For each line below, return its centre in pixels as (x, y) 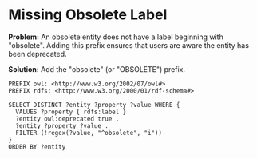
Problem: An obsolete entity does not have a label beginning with (116, 37)
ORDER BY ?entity (37, 147)
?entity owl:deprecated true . (67, 119)
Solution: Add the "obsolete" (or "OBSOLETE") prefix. (97, 69)
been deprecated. (38, 54)
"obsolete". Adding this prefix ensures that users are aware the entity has (129, 45)
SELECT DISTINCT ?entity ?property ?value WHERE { (94, 105)
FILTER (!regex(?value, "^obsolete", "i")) (89, 133)
